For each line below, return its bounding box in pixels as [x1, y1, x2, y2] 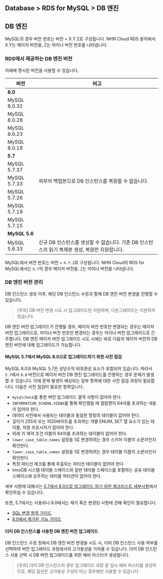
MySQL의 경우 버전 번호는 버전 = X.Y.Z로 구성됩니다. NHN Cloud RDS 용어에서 [5, 36, 156, 42]
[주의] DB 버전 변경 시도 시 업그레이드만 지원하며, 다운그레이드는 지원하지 [16, 307, 156, 313]
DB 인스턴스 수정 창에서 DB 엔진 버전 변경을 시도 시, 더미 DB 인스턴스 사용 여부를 [5, 540, 158, 546]
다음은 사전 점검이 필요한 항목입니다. [15, 384, 84, 390]
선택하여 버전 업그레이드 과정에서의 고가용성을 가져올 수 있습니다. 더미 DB [5, 546, 145, 552]
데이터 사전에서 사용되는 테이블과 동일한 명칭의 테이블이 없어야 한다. [12, 412, 141, 418]
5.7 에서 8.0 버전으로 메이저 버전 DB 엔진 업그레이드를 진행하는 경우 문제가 [5, 372, 146, 377]
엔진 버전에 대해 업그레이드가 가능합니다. [5, 341, 81, 348]
